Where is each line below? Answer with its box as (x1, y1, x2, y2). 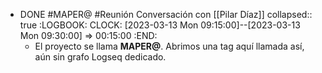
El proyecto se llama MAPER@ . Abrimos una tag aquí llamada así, (34, 40, 305, 52)
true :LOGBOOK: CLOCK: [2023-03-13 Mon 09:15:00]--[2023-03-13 (19, 19, 301, 31)
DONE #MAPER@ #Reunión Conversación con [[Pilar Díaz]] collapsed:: (19, 9, 313, 20)
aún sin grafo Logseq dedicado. (34, 51, 167, 63)
